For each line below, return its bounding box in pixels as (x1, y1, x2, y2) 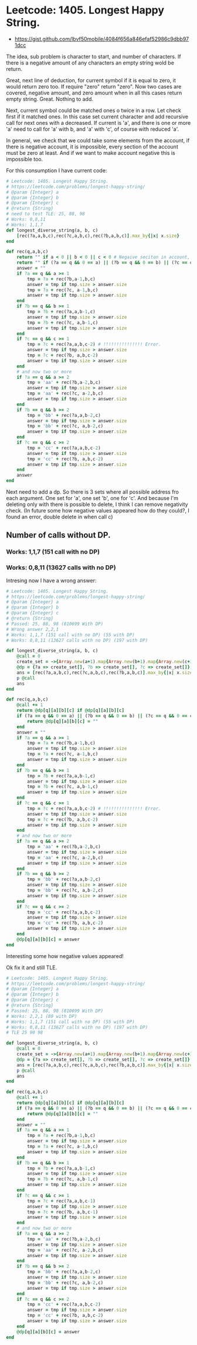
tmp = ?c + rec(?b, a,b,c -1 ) (27, 1209, 98, 1215)
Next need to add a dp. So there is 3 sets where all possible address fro (6, 488, 179, 495)
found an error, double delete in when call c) (6, 514, 113, 521)
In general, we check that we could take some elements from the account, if (6, 137, 190, 144)
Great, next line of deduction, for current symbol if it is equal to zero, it (6, 77, 176, 84)
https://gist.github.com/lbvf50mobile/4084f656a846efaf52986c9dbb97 (14, 35, 189, 42)
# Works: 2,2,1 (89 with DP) (6, 1013, 77, 1019)
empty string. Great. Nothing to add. (6, 95, 94, 103)
